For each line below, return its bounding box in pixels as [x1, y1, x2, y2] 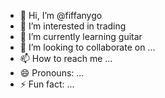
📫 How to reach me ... [19, 53, 113, 64]
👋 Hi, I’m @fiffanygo [19, 10, 103, 21]
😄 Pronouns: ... [19, 67, 85, 79]
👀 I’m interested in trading [19, 20, 127, 32]
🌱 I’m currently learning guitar [19, 31, 143, 42]
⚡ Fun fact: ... [19, 78, 75, 90]
